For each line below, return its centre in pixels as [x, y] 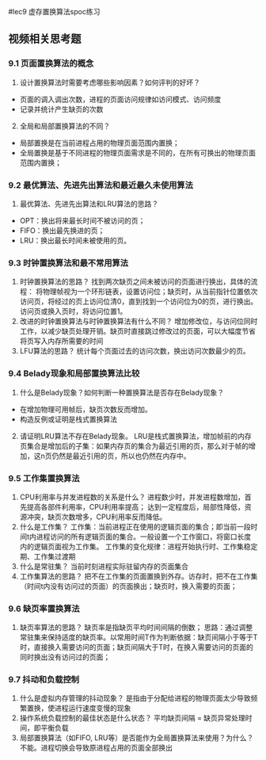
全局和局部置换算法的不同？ [65, 126]
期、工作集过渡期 [47, 556]
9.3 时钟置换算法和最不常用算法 [68, 262]
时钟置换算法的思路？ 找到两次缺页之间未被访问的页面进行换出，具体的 [135, 282]
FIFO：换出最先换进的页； [62, 230]
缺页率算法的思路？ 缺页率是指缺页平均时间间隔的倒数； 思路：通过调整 [136, 628]
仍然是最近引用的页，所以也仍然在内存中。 [122, 456]
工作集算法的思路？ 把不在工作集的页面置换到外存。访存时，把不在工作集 [139, 576]
